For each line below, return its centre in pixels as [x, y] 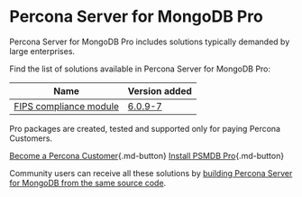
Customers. [31, 138]
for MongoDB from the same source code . [88, 183]
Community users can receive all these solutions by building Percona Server [151, 173]
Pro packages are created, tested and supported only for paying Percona [145, 128]
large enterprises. [42, 51]
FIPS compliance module [67, 106]
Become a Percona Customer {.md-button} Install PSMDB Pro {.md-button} [147, 155]
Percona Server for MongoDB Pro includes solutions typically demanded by [150, 42]
